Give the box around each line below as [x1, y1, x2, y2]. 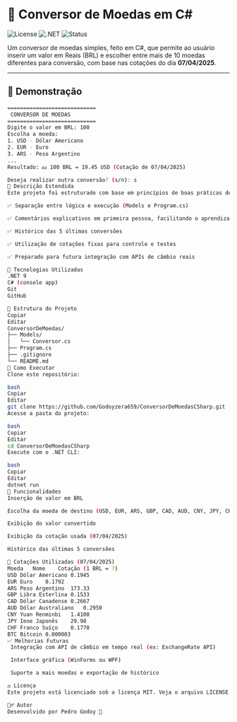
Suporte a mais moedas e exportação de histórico [10, 670, 159, 677]
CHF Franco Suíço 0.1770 [7, 624, 90, 631]
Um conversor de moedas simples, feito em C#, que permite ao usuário [7, 43, 215, 52]
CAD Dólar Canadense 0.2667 [7, 598, 90, 605]
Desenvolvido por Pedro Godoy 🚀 [7, 708, 102, 715]
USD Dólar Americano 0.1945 [7, 571, 90, 578]
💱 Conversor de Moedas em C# [7, 6, 193, 23]
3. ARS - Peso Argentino [7, 150, 80, 158]
